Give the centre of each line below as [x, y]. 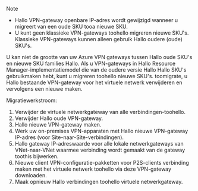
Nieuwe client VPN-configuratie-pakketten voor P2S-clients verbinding [102, 163]
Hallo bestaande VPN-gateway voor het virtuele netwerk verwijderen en [94, 82]
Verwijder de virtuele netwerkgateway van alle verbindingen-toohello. [100, 112]
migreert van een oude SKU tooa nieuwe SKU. [71, 27]
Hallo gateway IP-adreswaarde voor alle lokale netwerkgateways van [99, 144]
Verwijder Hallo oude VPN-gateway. [59, 118]
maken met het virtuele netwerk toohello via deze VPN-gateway [93, 169]
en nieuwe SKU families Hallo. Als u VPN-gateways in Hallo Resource [91, 63]
